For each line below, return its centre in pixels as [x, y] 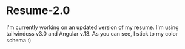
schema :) [19, 40]
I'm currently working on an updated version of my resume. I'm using [92, 27]
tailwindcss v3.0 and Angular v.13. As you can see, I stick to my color [92, 33]
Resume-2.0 [38, 11]
